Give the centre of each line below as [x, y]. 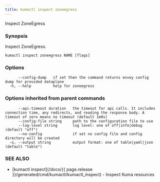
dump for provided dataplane [35, 82]
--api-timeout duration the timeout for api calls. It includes [87, 108]
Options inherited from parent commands [55, 99]
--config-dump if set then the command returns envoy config [83, 78]
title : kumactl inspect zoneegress [41, 9]
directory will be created [32, 138]
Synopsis [16, 36]
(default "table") [24, 147]
